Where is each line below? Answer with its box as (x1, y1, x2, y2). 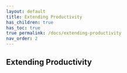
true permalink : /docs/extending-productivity (6, 30, 122, 36)
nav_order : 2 (6, 36, 38, 41)
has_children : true (6, 19, 54, 25)
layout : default (6, 8, 46, 15)
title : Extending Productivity (6, 14, 83, 20)
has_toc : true (6, 25, 41, 31)
